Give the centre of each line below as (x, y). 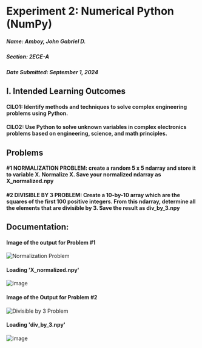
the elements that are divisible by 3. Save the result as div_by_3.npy (93, 207)
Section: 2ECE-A (28, 57)
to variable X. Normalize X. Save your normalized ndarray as (84, 175)
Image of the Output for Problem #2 (52, 298)
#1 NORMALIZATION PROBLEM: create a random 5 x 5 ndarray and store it (101, 168)
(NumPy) (29, 24)
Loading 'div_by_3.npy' (36, 325)
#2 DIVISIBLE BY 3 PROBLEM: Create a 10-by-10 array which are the (93, 195)
